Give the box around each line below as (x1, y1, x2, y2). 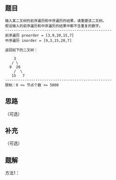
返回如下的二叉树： (5, 47, 38, 52)
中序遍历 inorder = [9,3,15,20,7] (5, 38, 72, 43)
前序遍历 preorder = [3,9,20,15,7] (5, 33, 74, 38)
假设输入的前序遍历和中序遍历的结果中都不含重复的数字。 (5, 23, 103, 28)
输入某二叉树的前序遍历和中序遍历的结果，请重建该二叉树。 (5, 18, 106, 23)
